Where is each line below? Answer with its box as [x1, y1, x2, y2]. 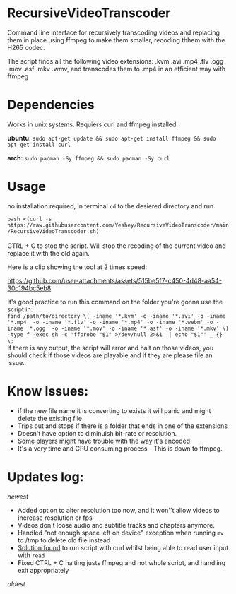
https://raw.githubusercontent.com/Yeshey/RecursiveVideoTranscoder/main [7, 221, 230, 229]
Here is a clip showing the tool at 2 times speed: [7, 263, 147, 271]
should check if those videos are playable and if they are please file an [7, 351, 213, 360]
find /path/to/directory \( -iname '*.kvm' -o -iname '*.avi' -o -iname [7, 312, 226, 319]
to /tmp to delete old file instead [17, 535, 111, 545]
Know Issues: [7, 384, 89, 399]
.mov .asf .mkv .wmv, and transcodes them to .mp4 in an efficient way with [7, 64, 226, 73]
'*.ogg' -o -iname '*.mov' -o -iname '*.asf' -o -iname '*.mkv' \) [25, 325, 230, 332]
